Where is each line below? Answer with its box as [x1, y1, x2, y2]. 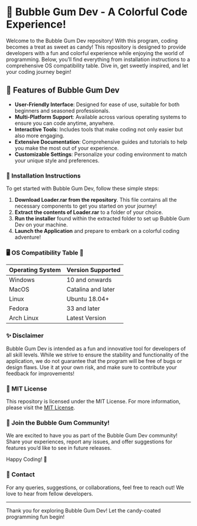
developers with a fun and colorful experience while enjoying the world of [6, 49, 185, 56]
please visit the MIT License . [6, 404, 75, 411]
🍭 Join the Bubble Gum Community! [6, 419, 110, 427]
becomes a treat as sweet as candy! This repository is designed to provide [6, 43, 186, 50]
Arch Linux [9, 314, 39, 322]
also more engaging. [14, 132, 64, 139]
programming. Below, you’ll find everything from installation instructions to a [6, 56, 191, 63]
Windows [9, 276, 35, 284]
